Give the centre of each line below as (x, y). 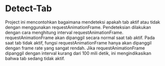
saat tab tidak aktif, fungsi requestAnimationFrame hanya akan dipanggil (78, 43)
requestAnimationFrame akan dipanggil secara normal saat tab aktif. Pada (80, 38)
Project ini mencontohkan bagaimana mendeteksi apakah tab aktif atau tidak (83, 22)
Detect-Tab (29, 9)
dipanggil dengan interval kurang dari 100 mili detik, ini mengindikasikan (78, 53)
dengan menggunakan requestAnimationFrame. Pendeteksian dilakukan (78, 27)
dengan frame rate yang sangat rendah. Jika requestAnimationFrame (75, 48)
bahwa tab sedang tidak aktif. (35, 58)
